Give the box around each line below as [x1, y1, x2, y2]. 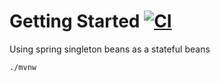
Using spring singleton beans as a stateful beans [9, 43, 211, 55]
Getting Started [9, 10, 141, 33]
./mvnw [9, 62, 37, 72]
